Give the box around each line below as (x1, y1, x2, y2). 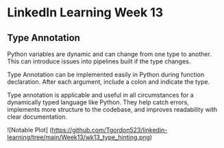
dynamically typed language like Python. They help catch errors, (7, 98, 190, 106)
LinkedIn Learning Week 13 (7, 5, 164, 20)
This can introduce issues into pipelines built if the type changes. (7, 57, 191, 65)
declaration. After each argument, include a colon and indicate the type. (7, 78, 210, 86)
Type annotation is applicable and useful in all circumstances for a (7, 91, 194, 99)
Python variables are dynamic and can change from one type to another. (7, 50, 212, 58)
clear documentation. (7, 113, 67, 121)
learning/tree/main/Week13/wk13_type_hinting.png (7, 133, 151, 141)
